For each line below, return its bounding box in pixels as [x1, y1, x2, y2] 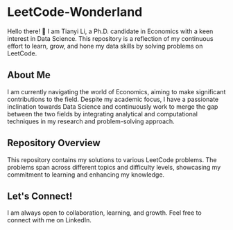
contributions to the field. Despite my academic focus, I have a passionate [7, 95, 219, 103]
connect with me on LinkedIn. [7, 216, 92, 224]
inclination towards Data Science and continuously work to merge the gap [7, 102, 218, 111]
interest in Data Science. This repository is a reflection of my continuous [7, 34, 214, 42]
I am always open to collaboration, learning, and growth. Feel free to [7, 209, 202, 217]
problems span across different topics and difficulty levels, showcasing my [7, 163, 221, 171]
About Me [7, 69, 51, 81]
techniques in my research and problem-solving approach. [7, 117, 175, 125]
